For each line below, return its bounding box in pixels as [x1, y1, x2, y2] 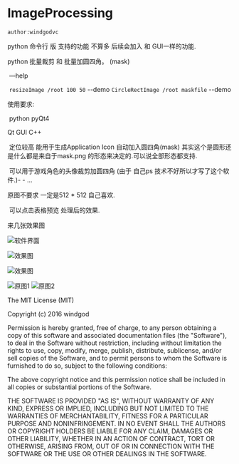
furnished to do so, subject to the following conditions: [7, 361, 167, 370]
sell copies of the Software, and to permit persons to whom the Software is [7, 354, 228, 362]
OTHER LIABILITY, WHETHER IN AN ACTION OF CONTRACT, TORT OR [7, 434, 215, 443]
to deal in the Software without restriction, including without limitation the [7, 339, 222, 347]
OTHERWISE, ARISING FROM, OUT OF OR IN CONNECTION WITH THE [7, 442, 215, 450]
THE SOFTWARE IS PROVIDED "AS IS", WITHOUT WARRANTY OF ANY [7, 396, 215, 405]
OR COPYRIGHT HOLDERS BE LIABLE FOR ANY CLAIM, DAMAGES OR [7, 426, 213, 435]
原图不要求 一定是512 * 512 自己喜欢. [7, 190, 115, 199]
